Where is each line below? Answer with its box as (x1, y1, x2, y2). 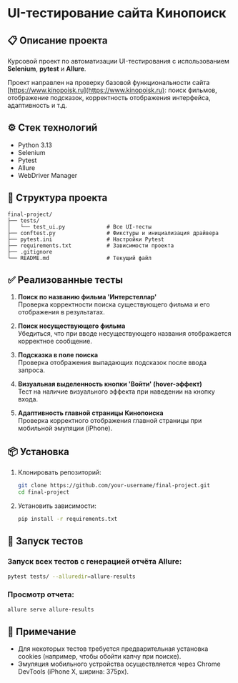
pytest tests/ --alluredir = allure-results (7, 573, 136, 580)
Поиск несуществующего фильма (17, 321, 126, 330)
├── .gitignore (7, 248, 53, 255)
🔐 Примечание (7, 626, 76, 637)
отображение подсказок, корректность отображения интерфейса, (7, 94, 211, 101)
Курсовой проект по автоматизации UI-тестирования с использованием (7, 57, 230, 65)
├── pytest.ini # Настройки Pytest (7, 236, 164, 243)
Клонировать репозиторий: (17, 468, 101, 477)
